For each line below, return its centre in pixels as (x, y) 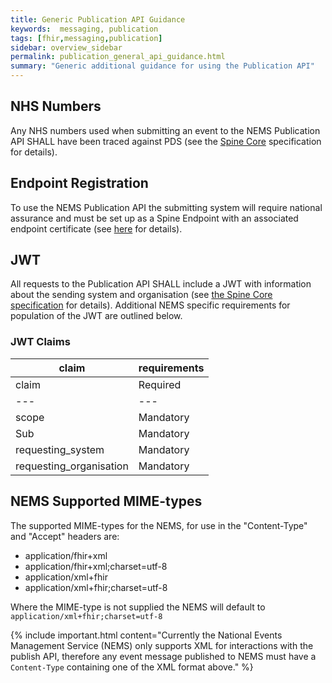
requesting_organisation (72, 466)
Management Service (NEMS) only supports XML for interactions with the (162, 645)
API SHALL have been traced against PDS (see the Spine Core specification (166, 141)
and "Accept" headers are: (65, 536)
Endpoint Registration (79, 183)
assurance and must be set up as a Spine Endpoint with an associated (154, 218)
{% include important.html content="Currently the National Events (146, 635)
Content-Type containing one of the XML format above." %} (132, 667)
